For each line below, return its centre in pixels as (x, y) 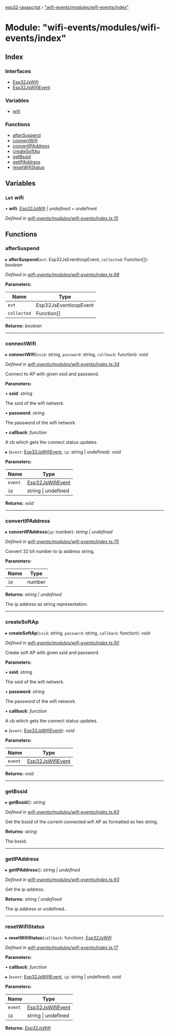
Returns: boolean (23, 326)
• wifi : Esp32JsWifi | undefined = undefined (51, 209)
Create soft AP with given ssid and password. (52, 652)
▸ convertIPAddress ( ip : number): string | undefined (59, 532)
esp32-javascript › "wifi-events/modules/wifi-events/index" (67, 7)
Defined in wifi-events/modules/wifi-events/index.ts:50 (62, 643)
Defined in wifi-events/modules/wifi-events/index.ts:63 (62, 812)
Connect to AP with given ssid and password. (52, 374)
